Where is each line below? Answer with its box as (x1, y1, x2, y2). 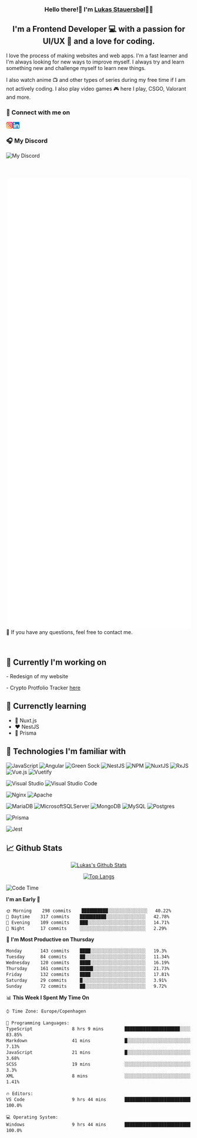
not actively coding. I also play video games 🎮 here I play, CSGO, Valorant (6, 85, 186, 92)
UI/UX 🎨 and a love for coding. (42, 37, 155, 47)
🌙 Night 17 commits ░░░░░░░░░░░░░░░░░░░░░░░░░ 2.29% (6, 925, 167, 932)
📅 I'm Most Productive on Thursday (6, 936, 95, 943)
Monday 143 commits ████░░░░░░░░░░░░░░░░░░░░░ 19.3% (6, 948, 167, 954)
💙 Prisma (14, 729, 37, 736)
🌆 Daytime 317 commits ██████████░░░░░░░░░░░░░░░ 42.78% (6, 914, 169, 920)
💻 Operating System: (6, 1114, 59, 1120)
